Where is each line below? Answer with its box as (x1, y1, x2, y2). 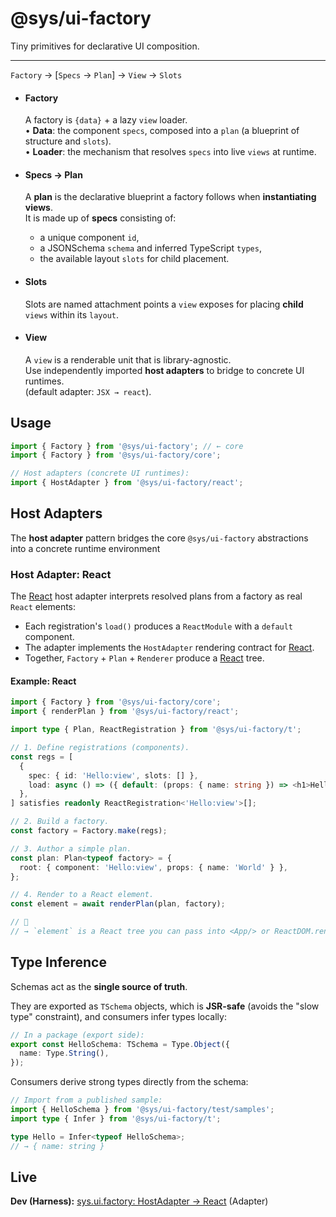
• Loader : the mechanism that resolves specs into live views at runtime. (24, 146, 317, 158)
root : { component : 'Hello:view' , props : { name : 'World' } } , (19, 862, 288, 872)
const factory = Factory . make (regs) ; (10, 826, 168, 836)
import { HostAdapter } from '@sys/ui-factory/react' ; (10, 478, 244, 488)
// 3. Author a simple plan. (10, 843, 132, 854)
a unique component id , (39, 232, 140, 244)
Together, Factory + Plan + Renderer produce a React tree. (24, 652, 265, 664)
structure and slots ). (24, 135, 112, 147)
